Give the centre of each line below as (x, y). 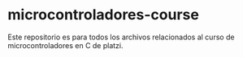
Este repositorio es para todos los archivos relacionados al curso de (121, 37)
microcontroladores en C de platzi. (65, 45)
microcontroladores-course (104, 15)
